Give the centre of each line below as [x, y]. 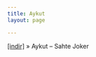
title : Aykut [26, 14]
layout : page [26, 20]
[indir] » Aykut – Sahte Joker [48, 46]
